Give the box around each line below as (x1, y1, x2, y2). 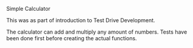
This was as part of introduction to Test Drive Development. (6, 17, 155, 23)
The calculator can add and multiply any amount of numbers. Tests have (6, 28, 188, 35)
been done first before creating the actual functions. (6, 35, 137, 41)
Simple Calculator (6, 5, 50, 12)
